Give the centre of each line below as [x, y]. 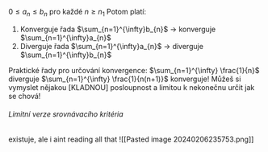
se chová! [25, 96]
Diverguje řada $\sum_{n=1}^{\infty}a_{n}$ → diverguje [112, 46]
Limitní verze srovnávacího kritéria [66, 114]
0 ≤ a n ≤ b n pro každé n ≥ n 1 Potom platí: [77, 13]
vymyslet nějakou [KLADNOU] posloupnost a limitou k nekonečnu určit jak [132, 87]
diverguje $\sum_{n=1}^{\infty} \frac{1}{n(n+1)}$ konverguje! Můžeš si [125, 79]
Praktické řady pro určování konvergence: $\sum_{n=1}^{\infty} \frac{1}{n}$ [134, 70]
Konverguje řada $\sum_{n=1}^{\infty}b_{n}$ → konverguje [118, 29]
